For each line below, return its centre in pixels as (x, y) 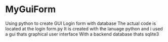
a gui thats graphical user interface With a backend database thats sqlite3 (82, 34)
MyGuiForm (31, 9)
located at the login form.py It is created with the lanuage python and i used (84, 28)
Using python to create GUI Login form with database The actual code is (81, 23)
